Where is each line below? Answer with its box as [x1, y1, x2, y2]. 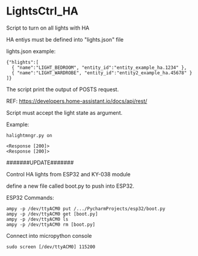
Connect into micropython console [6, 232, 92, 239]
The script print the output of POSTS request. [6, 86, 119, 93]
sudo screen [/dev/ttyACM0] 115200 [6, 243, 96, 250]
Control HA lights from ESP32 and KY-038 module [6, 170, 131, 178]
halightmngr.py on [6, 132, 52, 138]
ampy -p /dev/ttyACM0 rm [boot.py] [6, 222, 96, 228]
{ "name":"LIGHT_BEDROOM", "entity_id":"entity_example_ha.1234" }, [11, 65, 187, 71]
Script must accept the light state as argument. [6, 109, 123, 116]
